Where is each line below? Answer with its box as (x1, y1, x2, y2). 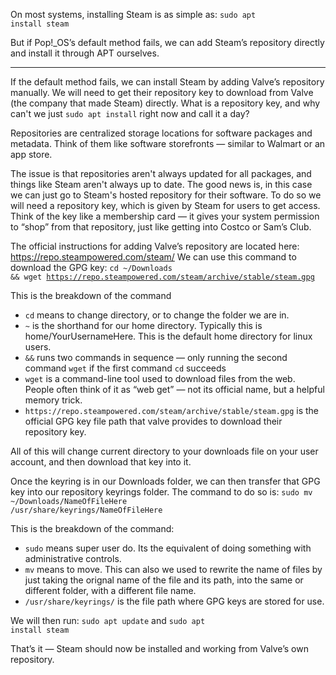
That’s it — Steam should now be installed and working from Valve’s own (10, 643, 309, 654)
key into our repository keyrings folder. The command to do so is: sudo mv (10, 486, 313, 498)
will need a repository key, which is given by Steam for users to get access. (10, 200, 321, 211)
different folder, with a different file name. (24, 585, 197, 596)
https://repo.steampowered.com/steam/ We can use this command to (10, 251, 297, 263)
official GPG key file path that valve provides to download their (24, 415, 283, 427)
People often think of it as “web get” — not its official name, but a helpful (24, 384, 325, 395)
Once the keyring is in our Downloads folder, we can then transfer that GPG (10, 475, 321, 487)
